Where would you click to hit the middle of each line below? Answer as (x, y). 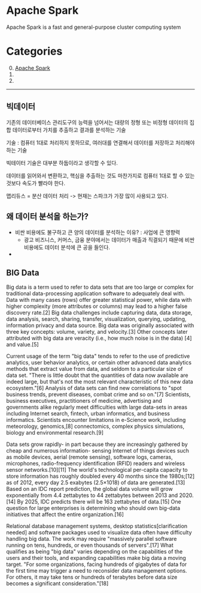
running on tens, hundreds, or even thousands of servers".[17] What (90, 545)
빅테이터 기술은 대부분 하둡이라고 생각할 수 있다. (62, 163)
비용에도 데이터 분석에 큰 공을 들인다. (67, 247)
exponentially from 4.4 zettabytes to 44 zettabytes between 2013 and (92, 495)
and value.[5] (22, 345)
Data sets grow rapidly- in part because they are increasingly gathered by (97, 444)
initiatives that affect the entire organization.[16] (65, 514)
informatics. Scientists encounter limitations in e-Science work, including (96, 420)
